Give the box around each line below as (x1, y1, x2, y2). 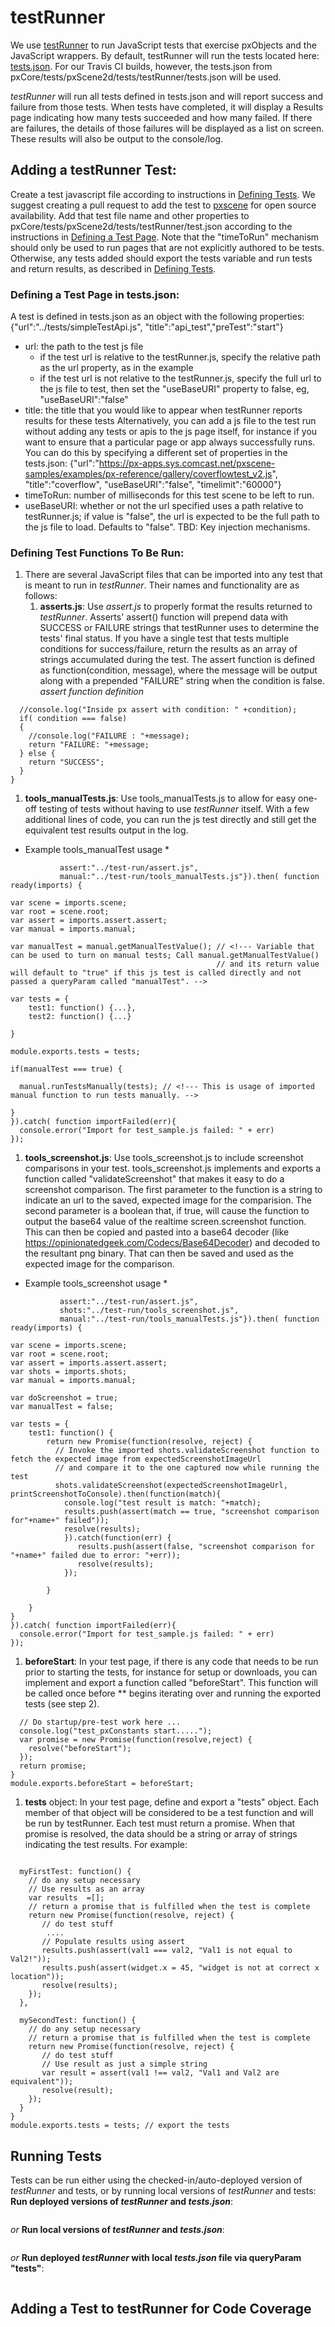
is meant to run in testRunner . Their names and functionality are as (24, 579, 300, 591)
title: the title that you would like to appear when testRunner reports (24, 404, 303, 416)
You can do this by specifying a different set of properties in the (24, 447, 288, 459)
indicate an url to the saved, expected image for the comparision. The (24, 1194, 312, 1206)
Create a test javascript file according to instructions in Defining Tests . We (10, 188, 316, 200)
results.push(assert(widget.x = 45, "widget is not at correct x (41, 1963, 320, 1973)
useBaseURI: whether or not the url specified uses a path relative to (24, 500, 304, 512)
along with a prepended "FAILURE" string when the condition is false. (39, 675, 325, 687)
